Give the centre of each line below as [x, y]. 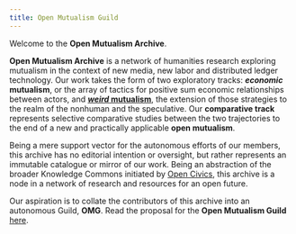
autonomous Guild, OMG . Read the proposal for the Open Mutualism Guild [148, 210]
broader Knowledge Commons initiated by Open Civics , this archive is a [142, 174]
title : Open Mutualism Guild [64, 18]
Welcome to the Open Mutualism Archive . [88, 43]
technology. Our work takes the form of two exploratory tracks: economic [146, 80]
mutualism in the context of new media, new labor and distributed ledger [144, 70]
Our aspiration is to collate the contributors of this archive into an [130, 201]
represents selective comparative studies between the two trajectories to [145, 118]
